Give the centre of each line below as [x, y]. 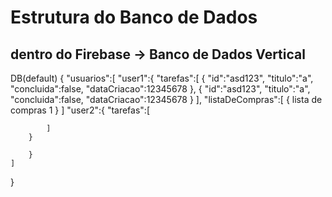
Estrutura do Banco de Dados [134, 17]
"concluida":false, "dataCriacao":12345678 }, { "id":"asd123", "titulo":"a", [160, 89]
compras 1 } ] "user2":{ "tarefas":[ [80, 110]
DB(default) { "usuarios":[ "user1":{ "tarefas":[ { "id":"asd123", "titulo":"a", [162, 78]
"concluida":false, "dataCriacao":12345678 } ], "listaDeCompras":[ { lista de [166, 99]
